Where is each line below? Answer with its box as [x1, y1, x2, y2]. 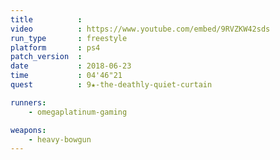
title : [10, 14, 83, 25]
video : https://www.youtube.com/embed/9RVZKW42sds [10, 24, 271, 34]
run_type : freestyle [10, 33, 128, 43]
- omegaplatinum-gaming [28, 107, 128, 117]
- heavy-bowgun [28, 134, 92, 145]
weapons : [10, 125, 47, 135]
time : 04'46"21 [10, 71, 123, 81]
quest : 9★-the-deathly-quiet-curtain [10, 80, 213, 90]
